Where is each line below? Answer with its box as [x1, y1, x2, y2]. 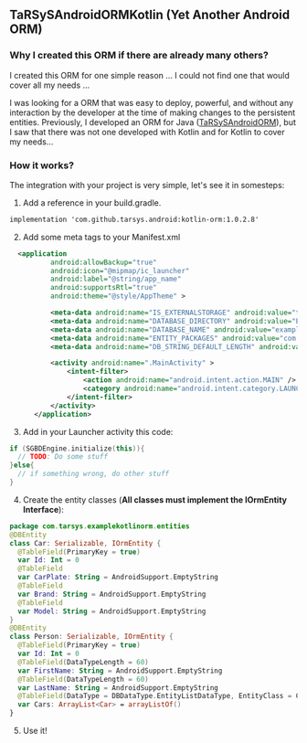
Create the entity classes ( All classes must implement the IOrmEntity [22, 494, 288, 505]
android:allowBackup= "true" [49, 258, 157, 267]
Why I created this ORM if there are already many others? [9, 49, 270, 62]
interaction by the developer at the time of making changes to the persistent [9, 107, 296, 118]
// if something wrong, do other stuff [17, 470, 170, 479]
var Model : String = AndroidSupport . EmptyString [17, 607, 206, 616]
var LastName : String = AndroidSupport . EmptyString [17, 683, 219, 693]
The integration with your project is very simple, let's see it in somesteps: [9, 179, 285, 190]
